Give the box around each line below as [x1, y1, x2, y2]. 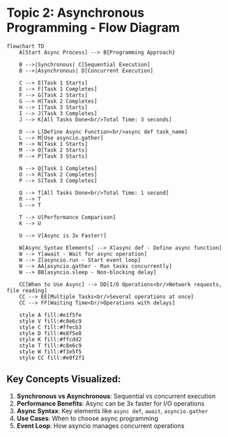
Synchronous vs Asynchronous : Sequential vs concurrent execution [16, 392, 216, 400]
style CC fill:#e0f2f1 [19, 354, 85, 361]
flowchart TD [6, 43, 45, 50]
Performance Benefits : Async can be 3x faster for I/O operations [16, 399, 205, 408]
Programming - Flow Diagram [6, 20, 181, 36]
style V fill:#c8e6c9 [19, 318, 82, 325]
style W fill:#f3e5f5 [19, 348, 82, 355]
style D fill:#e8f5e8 [19, 329, 82, 336]
